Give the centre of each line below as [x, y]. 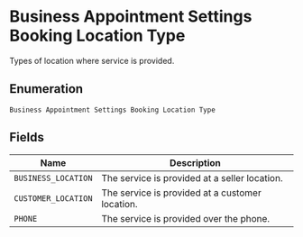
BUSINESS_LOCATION [53, 178]
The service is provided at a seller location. [192, 178]
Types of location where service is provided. [92, 60]
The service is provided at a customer [181, 193]
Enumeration [46, 89]
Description [195, 162]
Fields [27, 137]
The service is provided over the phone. [186, 218]
